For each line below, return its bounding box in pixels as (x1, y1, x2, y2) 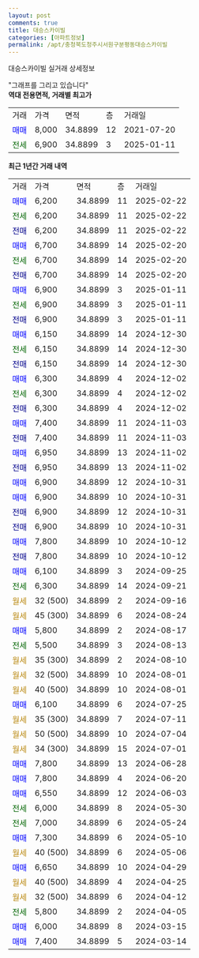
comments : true (8, 19, 58, 27)
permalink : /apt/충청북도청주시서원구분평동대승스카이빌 (8, 41, 168, 49)
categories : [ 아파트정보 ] (8, 33, 85, 42)
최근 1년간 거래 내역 (8, 161, 68, 171)
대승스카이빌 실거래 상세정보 (8, 64, 96, 73)
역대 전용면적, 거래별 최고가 (8, 90, 92, 100)
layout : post (8, 11, 51, 20)
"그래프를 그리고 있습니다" (8, 81, 89, 90)
